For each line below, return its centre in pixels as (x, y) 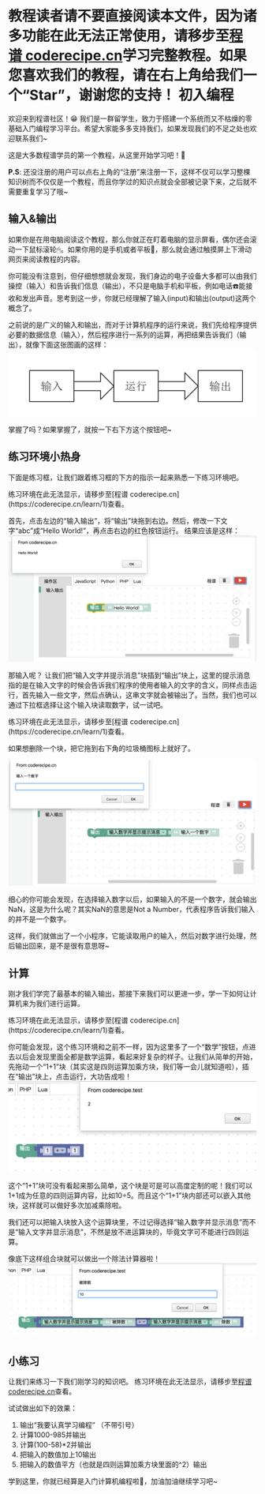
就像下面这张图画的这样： (67, 344)
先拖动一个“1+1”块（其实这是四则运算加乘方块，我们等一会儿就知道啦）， (125, 1067)
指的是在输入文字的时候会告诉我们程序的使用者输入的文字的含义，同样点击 (129, 685)
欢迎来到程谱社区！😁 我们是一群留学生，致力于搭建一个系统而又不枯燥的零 (130, 118)
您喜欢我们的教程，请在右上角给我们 (126, 75)
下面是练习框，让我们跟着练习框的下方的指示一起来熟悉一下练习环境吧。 (125, 477)
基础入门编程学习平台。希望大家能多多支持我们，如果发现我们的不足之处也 (129, 128)
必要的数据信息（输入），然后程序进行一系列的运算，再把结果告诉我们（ (124, 334)
